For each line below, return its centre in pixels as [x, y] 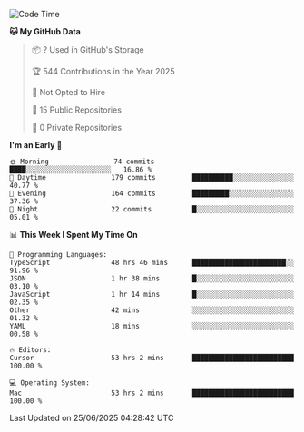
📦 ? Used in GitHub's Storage [88, 49]
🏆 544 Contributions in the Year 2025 [103, 71]
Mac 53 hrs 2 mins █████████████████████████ [152, 393]
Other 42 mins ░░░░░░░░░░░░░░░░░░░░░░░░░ [152, 310]
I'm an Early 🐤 [36, 145]
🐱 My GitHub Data [45, 31]
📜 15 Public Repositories [77, 110]
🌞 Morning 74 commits [82, 162]
